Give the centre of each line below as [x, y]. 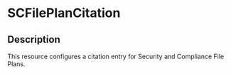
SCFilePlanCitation [64, 13]
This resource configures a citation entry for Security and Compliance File [116, 56]
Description [34, 39]
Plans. [16, 64]
